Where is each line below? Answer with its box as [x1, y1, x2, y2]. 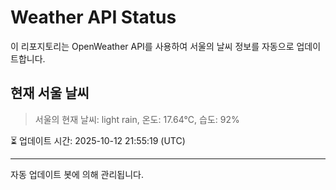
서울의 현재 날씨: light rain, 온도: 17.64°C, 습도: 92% [34, 113, 240, 125]
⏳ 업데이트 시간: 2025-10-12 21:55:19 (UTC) [10, 134, 186, 146]
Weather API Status [10, 6, 177, 29]
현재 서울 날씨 [10, 85, 90, 102]
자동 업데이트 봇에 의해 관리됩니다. [10, 168, 144, 180]
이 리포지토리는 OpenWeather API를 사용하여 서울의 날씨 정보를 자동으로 [10, 40, 295, 52]
